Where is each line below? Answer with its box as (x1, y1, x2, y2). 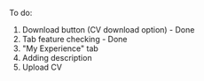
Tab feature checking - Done (21, 34, 128, 44)
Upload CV (21, 62, 62, 72)
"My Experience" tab (21, 43, 99, 54)
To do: (9, 8, 33, 18)
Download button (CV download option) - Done (21, 25, 195, 34)
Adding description (21, 53, 92, 63)
